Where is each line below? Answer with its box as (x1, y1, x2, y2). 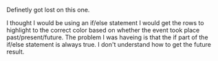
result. (6, 47, 25, 56)
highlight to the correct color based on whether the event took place (6, 26, 200, 34)
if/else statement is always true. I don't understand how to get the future (6, 41, 211, 48)
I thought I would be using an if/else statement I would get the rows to (6, 19, 204, 26)
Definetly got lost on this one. (6, 6, 90, 14)
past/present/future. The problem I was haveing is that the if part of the (6, 33, 208, 41)
